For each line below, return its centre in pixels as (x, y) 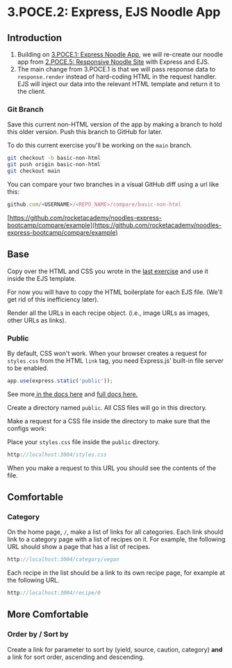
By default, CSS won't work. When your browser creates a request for (107, 353)
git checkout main (34, 171)
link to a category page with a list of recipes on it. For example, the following (116, 539)
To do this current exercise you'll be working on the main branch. (100, 145)
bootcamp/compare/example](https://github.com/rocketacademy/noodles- (115, 225)
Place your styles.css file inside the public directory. (84, 441)
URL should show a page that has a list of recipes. (79, 547)
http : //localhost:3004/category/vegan (63, 560)
